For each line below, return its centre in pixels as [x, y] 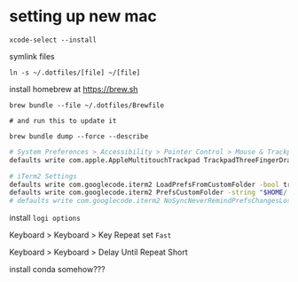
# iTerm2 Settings [43, 176]
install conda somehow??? [57, 270]
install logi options [45, 218]
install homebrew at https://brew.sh [74, 89]
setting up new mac [83, 16]
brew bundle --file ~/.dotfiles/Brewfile [87, 105]
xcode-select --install [53, 40]
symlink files [32, 56]
